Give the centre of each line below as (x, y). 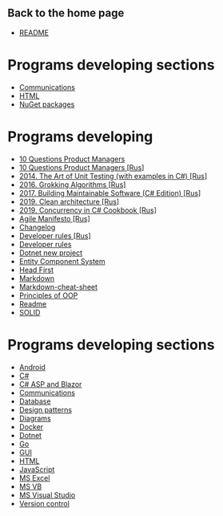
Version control (44, 503)
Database (35, 401)
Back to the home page (66, 13)
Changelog (37, 227)
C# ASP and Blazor (50, 384)
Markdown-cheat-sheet (58, 286)
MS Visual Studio (47, 495)
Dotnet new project (51, 253)
